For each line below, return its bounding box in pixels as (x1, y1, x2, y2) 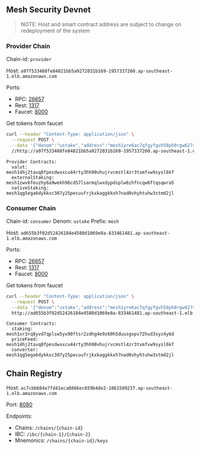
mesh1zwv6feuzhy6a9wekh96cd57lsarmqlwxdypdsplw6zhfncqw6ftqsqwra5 (6, 179, 174, 186)
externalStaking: (11, 175, 55, 180)
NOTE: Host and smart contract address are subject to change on (20, 20, 182, 27)
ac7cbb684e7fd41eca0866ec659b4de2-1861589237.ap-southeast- (20, 385, 173, 391)
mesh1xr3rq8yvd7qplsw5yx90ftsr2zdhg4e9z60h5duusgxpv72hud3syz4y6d (6, 331, 174, 337)
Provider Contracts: (6, 158, 58, 165)
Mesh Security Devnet (6, 5, 91, 15)
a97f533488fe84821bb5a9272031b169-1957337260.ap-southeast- (20, 68, 173, 74)
